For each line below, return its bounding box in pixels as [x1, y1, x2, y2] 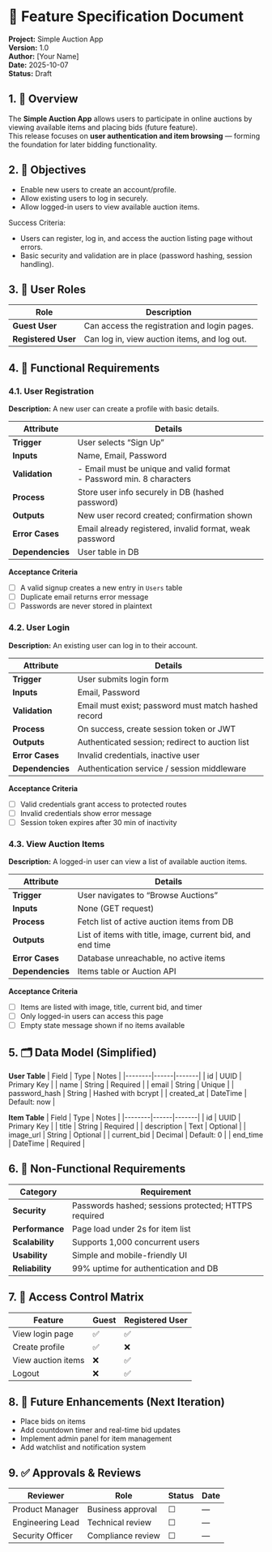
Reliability [12, 1262, 52, 1274]
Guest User [12, 320, 57, 332]
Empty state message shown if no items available [19, 1021, 185, 1030]
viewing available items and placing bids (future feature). [8, 122, 198, 132]
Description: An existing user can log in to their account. [8, 640, 198, 650]
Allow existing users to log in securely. [19, 193, 148, 203]
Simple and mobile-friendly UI [71, 1249, 188, 1261]
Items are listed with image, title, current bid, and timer [19, 1002, 202, 1012]
